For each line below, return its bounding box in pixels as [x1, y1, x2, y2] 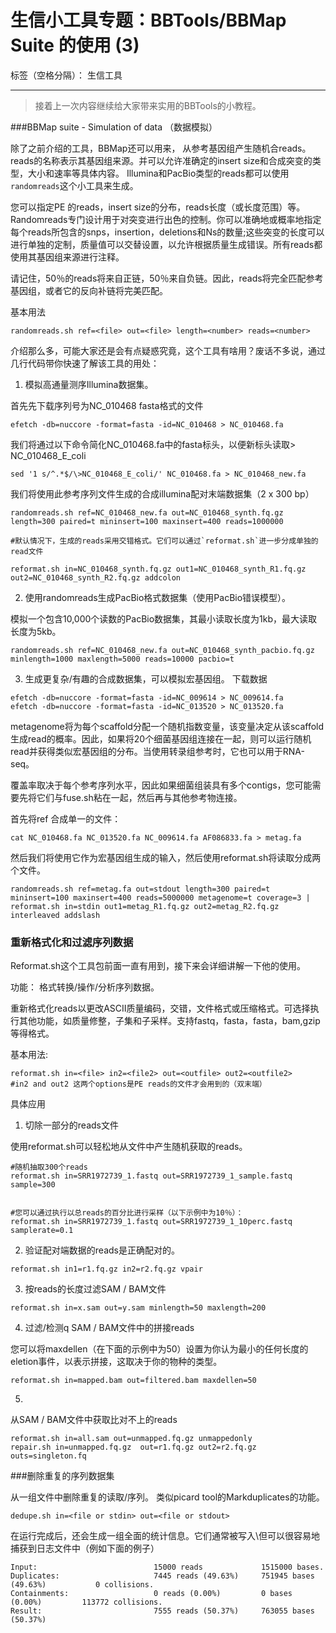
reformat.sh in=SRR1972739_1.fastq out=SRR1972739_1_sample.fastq [10, 1171, 293, 1181]
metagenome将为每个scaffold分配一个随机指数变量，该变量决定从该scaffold [10, 720, 325, 732]
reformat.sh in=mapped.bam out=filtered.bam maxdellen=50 [10, 1376, 257, 1386]
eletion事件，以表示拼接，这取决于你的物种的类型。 [10, 1356, 223, 1368]
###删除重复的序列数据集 [10, 1470, 115, 1482]
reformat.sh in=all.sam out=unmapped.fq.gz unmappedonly [10, 1434, 253, 1444]
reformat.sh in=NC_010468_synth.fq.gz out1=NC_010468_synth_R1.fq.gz [10, 564, 307, 574]
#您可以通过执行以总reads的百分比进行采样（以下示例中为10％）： [10, 1208, 244, 1218]
